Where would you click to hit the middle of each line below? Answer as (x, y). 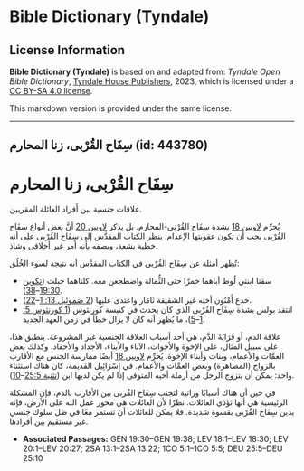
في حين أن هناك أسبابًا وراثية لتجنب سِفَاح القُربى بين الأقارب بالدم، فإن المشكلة (142, 393)
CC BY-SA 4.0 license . (51, 91)
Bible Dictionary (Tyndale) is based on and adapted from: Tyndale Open (145, 71)
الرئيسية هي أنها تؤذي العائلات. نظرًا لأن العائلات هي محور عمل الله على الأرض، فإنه (148, 402)
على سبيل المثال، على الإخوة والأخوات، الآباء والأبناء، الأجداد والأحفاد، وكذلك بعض (144, 346)
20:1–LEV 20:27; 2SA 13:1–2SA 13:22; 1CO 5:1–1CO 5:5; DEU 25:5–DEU (152, 448)
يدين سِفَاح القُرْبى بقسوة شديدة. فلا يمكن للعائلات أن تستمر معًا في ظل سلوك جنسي (152, 412)
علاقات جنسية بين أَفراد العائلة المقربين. (76, 209)
